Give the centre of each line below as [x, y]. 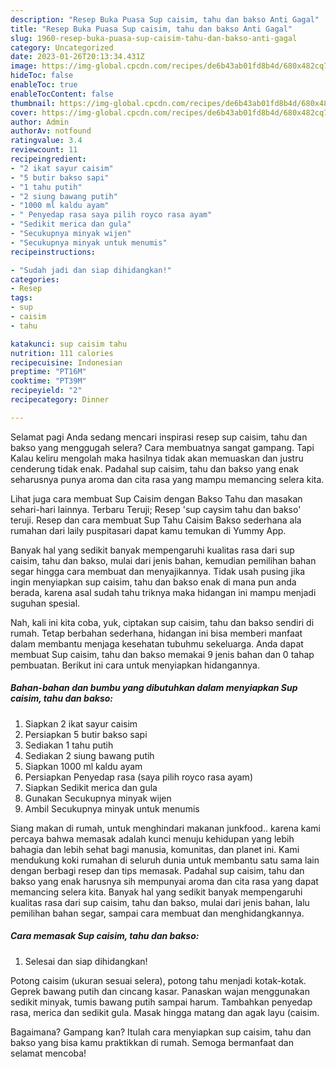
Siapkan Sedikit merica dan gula [91, 787]
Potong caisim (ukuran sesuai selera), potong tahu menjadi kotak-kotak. [158, 980]
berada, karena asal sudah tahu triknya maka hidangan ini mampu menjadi [163, 592]
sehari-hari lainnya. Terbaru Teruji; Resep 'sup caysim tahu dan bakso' [156, 509]
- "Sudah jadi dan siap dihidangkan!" [91, 270]
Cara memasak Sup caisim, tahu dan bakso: [105, 936]
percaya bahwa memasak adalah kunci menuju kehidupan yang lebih [152, 838]
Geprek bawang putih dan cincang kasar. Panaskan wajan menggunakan [160, 991]
